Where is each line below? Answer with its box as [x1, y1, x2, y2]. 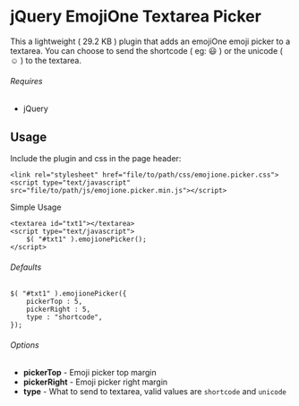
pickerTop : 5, [26, 298, 83, 307]
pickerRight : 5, [26, 305, 91, 315]
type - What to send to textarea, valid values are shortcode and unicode [22, 386, 287, 397]
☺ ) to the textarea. [10, 55, 81, 65]
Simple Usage [10, 202, 62, 212]
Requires [10, 75, 43, 86]
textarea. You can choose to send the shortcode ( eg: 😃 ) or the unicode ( [10, 45, 283, 56]
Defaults [10, 262, 42, 272]
